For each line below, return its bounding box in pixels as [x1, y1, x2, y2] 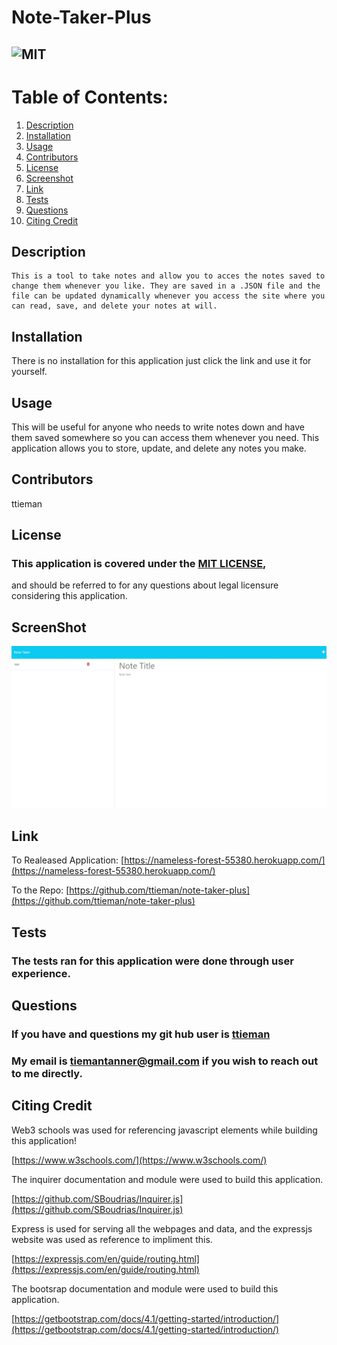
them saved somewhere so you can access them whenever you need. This [11, 431, 320, 443]
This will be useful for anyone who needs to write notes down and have [11, 421, 305, 433]
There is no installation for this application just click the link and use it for [11, 355, 312, 367]
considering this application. [11, 590, 128, 602]
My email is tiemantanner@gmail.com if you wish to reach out [11, 1054, 319, 1068]
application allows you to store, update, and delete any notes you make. [11, 442, 307, 454]
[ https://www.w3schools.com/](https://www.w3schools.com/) [11, 1154, 268, 1166]
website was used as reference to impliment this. [11, 1233, 213, 1245]
